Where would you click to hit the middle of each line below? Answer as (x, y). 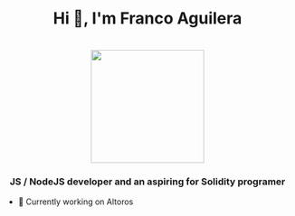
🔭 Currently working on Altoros (76, 202)
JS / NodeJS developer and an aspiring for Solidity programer (147, 182)
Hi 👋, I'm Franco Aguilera (147, 19)
